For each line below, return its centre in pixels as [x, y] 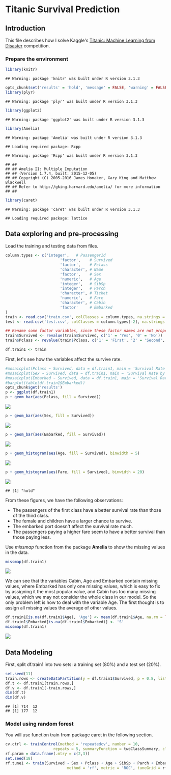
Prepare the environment [37, 59]
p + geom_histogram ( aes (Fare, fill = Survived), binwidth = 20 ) [75, 472]
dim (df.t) [16, 693]
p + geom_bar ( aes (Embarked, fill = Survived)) [55, 434]
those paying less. [32, 537]
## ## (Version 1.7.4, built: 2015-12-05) [51, 173]
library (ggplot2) [24, 110]
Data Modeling [29, 652]
